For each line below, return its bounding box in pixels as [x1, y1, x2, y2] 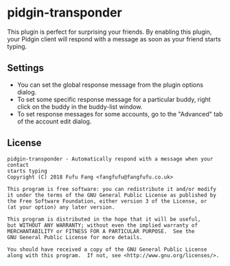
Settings [7, 62, 45, 74]
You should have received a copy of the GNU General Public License [7, 246, 207, 253]
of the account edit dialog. [16, 117, 92, 125]
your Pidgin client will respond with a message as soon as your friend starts [7, 34, 221, 43]
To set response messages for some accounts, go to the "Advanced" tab [16, 110, 223, 118]
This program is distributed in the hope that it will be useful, [7, 216, 201, 223]
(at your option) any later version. [7, 203, 115, 211]
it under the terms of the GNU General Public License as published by [7, 192, 216, 198]
